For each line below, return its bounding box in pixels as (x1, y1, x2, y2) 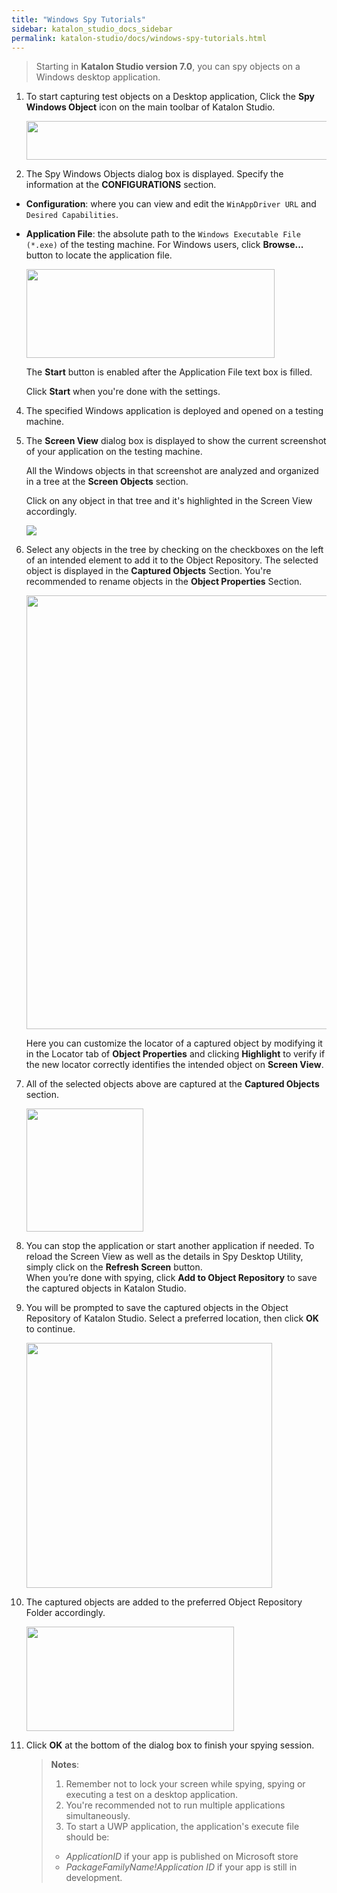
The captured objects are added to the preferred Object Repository (25, 1596, 303, 1608)
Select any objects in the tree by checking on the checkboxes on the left (25, 543, 324, 555)
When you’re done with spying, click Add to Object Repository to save (25, 1271, 318, 1283)
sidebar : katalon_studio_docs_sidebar (11, 24, 173, 34)
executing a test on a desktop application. (65, 1788, 239, 1800)
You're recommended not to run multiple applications (65, 1799, 286, 1811)
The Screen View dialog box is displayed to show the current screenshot (25, 434, 327, 446)
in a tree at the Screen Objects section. (25, 475, 189, 487)
